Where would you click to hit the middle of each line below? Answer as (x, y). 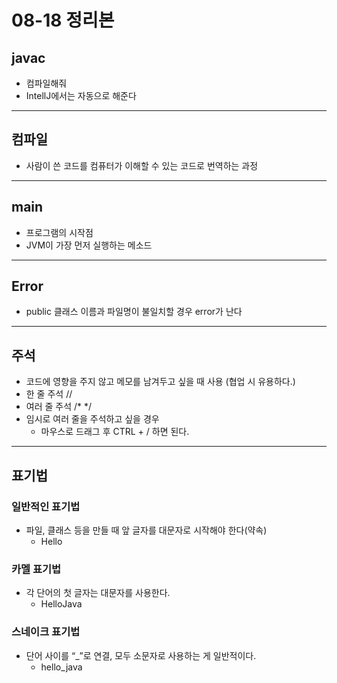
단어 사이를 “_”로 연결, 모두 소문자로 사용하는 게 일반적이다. (141, 655)
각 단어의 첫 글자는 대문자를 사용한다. (98, 593)
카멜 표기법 (36, 569)
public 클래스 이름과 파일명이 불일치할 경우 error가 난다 (134, 312)
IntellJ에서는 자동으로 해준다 (81, 95)
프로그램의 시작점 (59, 232)
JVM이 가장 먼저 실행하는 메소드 (89, 245)
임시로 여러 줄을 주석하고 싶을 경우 (92, 419)
